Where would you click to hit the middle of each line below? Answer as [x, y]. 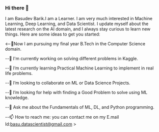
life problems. [19, 73]
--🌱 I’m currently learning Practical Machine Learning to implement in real [79, 68]
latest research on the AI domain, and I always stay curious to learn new [78, 29]
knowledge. [17, 98]
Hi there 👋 [17, 8]
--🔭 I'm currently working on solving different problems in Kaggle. [72, 59]
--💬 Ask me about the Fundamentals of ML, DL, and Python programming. [80, 107]
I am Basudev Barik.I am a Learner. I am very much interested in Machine [79, 19]
